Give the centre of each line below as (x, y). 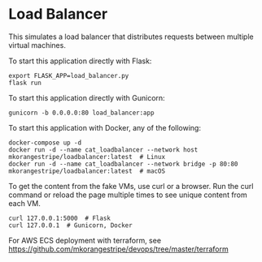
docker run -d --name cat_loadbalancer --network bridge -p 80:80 (123, 164)
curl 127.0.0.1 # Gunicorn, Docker (70, 225)
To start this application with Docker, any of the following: (105, 127)
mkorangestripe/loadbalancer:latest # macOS (87, 171)
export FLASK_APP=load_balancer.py (69, 75)
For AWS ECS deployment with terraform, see (85, 240)
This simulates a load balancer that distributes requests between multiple (131, 37)
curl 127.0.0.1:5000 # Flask (60, 218)
